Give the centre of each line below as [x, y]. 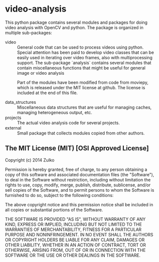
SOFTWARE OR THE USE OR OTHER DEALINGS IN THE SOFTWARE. [73, 255]
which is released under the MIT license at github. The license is [81, 87]
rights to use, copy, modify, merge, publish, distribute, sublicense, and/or [78, 185]
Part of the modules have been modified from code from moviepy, [83, 82]
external [13, 128]
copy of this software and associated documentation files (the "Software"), [80, 174]
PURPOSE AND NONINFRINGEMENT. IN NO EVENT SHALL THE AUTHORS [79, 234]
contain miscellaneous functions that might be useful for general [81, 68]
